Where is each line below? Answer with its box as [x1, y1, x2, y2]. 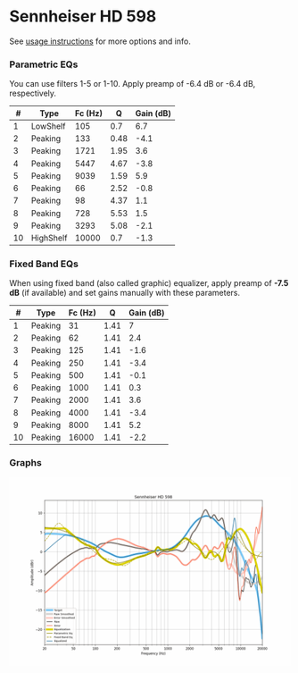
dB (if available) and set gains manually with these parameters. [9, 288, 241, 299]
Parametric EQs [9, 58, 79, 71]
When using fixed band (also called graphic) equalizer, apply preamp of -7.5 [9, 278, 289, 289]
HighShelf [30, 232, 68, 243]
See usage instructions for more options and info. [9, 36, 192, 46]
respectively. [9, 88, 56, 99]
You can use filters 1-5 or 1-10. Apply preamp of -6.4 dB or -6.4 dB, [9, 79, 256, 89]
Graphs [9, 457, 42, 469]
